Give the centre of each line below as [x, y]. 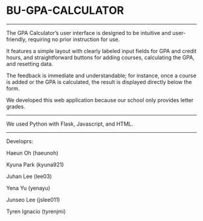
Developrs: [20, 141]
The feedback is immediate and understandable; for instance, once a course [101, 75]
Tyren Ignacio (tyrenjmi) [36, 211]
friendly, [17, 39]
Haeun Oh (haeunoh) [32, 153]
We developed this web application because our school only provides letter [100, 100]
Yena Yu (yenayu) [28, 188]
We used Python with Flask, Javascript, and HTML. [70, 124]
